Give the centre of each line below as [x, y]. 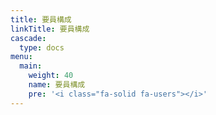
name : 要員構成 [57, 85]
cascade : [28, 38]
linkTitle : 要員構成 [50, 29]
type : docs [42, 47]
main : [31, 66]
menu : [21, 57]
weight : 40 [51, 76]
